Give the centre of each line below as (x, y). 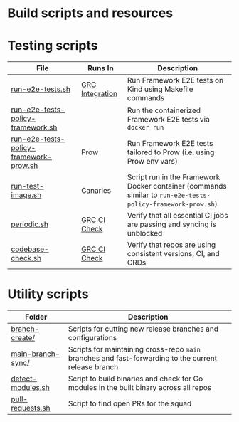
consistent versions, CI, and (174, 254)
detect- (24, 379)
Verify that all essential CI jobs (177, 216)
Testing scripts (53, 46)
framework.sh (34, 127)
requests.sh (31, 408)
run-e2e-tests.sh (41, 89)
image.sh (26, 195)
